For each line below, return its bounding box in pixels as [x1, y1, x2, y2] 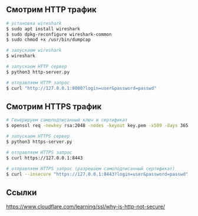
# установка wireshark [6, 20, 62, 26]
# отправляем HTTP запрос [6, 80, 70, 86]
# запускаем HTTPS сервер [6, 133, 70, 139]
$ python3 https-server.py [6, 139, 72, 145]
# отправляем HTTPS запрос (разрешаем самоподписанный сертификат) [6, 165, 176, 172]
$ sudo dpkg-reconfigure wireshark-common [6, 31, 112, 37]
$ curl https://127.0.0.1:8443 [6, 155, 83, 161]
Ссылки [6, 187, 37, 197]
